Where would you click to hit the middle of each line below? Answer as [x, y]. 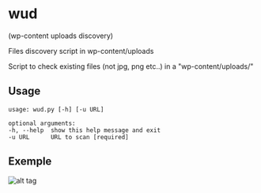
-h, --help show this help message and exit [84, 130]
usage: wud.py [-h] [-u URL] [56, 109]
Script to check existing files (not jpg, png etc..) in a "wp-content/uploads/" [131, 66]
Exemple [30, 162]
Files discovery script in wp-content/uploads [81, 51]
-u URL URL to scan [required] [68, 137]
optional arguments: [42, 123]
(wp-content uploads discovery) [61, 36]
